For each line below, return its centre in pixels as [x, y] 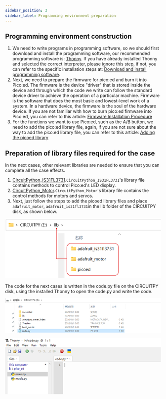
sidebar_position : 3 [26, 10]
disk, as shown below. [35, 212]
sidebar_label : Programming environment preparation [61, 16]
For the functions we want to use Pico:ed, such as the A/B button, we [83, 122]
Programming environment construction [68, 36]
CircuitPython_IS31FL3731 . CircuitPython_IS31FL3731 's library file [78, 180]
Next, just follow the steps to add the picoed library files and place [80, 201]
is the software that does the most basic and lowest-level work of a [81, 101]
